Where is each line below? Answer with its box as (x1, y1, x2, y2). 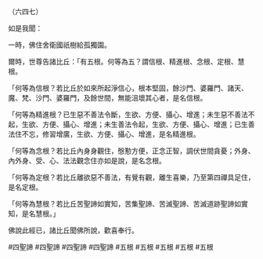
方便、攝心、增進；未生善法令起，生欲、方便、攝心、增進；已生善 (41, 120, 255, 129)
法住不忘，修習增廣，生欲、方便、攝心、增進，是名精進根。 (8, 129, 200, 139)
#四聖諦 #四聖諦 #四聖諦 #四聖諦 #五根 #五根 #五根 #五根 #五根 (8, 243, 214, 251)
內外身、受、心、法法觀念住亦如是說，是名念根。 (8, 156, 166, 165)
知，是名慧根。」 (8, 209, 60, 218)
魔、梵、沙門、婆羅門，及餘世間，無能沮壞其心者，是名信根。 (8, 93, 207, 102)
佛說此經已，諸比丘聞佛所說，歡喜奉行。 (8, 226, 139, 235)
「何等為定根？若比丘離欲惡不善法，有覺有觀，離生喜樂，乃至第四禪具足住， (8, 173, 255, 182)
